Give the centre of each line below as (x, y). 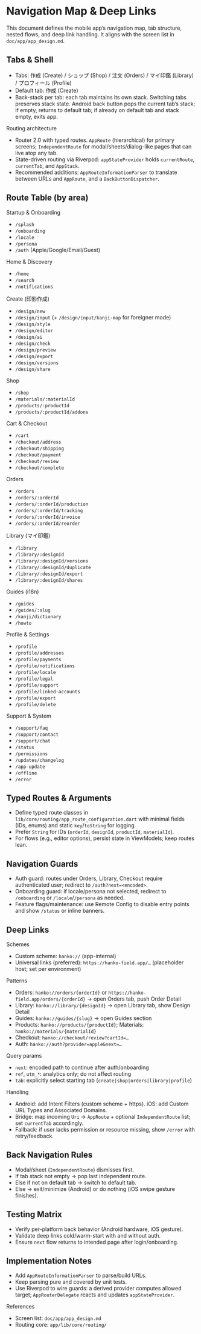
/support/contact (37, 735)
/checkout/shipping (40, 449)
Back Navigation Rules (49, 1155)
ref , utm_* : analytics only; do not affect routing (73, 1074)
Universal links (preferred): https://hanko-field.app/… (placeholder (99, 962)
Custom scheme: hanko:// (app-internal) (65, 956)
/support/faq (31, 728)
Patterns (17, 981)
